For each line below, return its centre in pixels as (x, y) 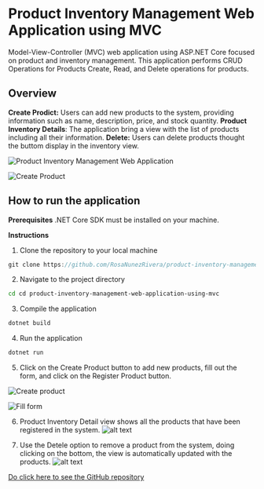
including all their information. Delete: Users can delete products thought (126, 137)
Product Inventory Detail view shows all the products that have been (130, 421)
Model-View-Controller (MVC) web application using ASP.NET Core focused (132, 52)
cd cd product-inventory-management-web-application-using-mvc (114, 294)
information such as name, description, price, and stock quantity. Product (128, 120)
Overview (33, 94)
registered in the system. (60, 430)
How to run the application (74, 201)
